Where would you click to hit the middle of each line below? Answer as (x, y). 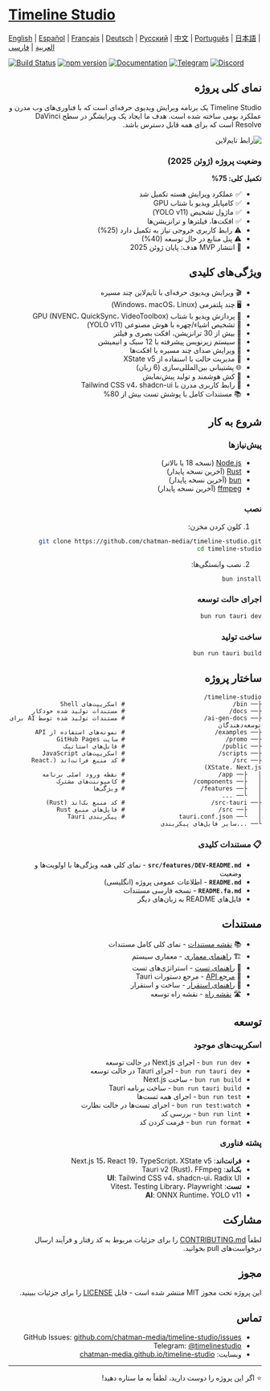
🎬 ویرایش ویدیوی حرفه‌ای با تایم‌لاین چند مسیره (171, 292)
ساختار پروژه (233, 678)
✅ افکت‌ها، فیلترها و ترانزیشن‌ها (194, 221)
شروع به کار (235, 423)
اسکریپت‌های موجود (227, 1045)
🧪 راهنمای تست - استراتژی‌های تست (187, 967)
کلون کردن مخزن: (215, 526)
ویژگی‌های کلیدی (225, 272)
